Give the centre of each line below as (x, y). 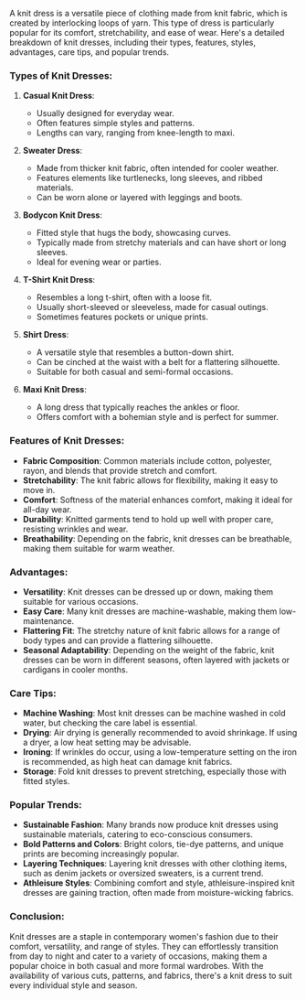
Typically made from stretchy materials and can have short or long (161, 242)
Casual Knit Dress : (58, 96)
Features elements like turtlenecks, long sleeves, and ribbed (149, 178)
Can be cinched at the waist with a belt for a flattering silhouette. (158, 362)
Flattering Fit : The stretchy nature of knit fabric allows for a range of (151, 630)
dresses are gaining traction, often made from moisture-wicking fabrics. (158, 893)
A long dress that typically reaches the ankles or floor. (138, 407)
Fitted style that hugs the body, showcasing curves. (133, 233)
